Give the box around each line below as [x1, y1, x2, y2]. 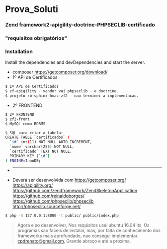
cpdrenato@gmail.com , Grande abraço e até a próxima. [17, 238, 131, 244]
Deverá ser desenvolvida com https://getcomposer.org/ [12, 177, 126, 183]
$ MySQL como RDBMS [5, 121, 46, 126]
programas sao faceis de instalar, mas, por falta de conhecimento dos [17, 227, 161, 233]
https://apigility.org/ [12, 182, 53, 188]
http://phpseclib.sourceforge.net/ [12, 203, 81, 209]
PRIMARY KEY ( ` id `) [9, 153, 50, 158]
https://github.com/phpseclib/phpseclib [12, 198, 94, 204]
